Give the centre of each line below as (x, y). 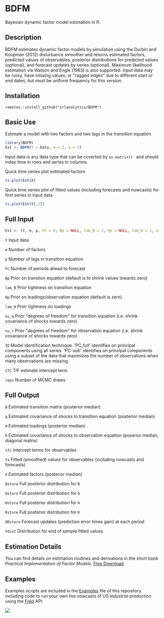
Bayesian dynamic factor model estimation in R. (53, 22)
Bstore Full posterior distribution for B (42, 484)
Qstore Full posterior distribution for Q (42, 493)
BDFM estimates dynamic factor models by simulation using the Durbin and (81, 49)
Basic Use (20, 122)
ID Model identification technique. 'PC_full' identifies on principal (70, 345)
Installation (22, 96)
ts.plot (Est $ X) (20, 181)
